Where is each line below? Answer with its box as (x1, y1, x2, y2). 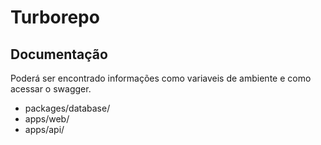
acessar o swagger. (10, 83, 92, 95)
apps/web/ (24, 113, 70, 125)
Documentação (10, 46, 108, 63)
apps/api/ (24, 124, 65, 135)
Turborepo (10, 6, 100, 29)
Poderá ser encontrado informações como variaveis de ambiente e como (10, 72, 312, 84)
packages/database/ (24, 102, 111, 114)
